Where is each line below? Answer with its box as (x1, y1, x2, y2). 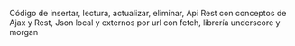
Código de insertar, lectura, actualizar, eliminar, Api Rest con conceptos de (9, 8, 287, 18)
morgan (9, 27, 39, 37)
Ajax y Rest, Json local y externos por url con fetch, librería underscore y (9, 17, 281, 28)
